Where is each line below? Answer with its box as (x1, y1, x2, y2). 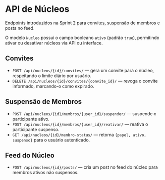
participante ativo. (12, 116, 50, 122)
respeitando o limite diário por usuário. (12, 73, 92, 79)
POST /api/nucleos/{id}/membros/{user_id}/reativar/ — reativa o (12, 121, 148, 127)
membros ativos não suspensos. (12, 170, 79, 176)
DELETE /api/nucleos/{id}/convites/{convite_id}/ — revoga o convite (12, 78, 158, 84)
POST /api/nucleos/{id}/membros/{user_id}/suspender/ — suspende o (12, 110, 157, 117)
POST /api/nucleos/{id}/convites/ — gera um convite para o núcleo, (12, 67, 154, 73)
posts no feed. (5, 25, 35, 31)
